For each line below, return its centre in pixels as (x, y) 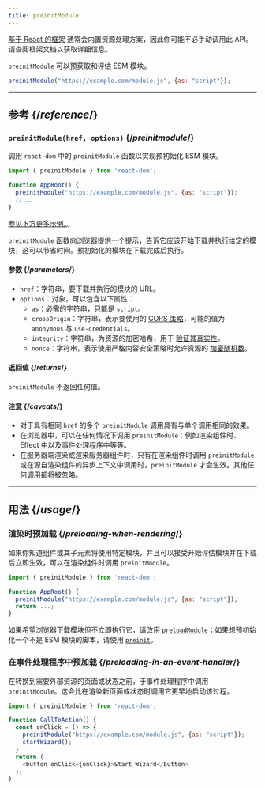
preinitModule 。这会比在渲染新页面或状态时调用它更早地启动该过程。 (121, 691)
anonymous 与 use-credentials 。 (83, 328)
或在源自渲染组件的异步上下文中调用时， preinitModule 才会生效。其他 (133, 465)
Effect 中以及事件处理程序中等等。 (75, 445)
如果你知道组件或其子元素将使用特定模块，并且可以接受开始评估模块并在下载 (132, 552)
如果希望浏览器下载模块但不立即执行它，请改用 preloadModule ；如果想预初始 (132, 630)
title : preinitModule (44, 15)
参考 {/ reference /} (53, 114)
